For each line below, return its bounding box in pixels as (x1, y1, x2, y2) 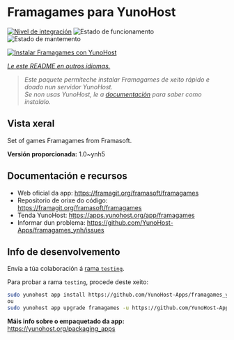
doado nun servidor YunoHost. (24, 82, 114, 91)
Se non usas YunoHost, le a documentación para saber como (24, 90, 202, 98)
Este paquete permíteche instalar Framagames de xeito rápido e (24, 75, 210, 84)
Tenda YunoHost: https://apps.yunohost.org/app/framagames (17, 211, 195, 219)
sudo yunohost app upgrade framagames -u (7, 304, 130, 311)
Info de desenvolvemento (7, 246, 120, 258)
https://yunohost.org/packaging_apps (7, 325, 116, 332)
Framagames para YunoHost (7, 4, 176, 20)
